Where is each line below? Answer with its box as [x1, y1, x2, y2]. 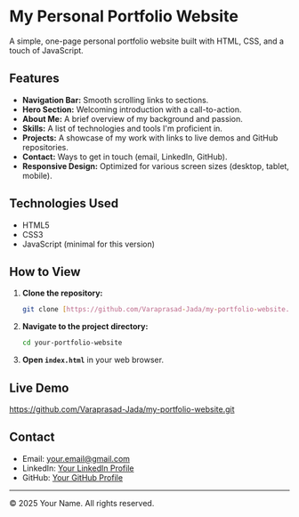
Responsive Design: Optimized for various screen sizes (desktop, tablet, [21, 160, 289, 171]
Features [9, 71, 60, 86]
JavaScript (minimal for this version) [21, 238, 156, 249]
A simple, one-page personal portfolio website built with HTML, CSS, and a [9, 36, 285, 46]
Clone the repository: [21, 287, 103, 299]
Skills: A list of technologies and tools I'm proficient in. [21, 123, 222, 133]
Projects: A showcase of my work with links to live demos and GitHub [21, 132, 279, 143]
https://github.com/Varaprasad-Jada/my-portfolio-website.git [9, 403, 235, 415]
